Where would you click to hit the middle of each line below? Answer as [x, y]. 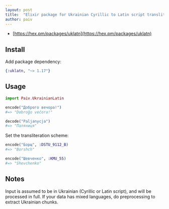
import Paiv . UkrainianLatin [35, 98]
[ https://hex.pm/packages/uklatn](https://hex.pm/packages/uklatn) [82, 34]
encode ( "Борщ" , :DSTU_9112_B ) [37, 145]
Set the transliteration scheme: [37, 136]
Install [15, 49]
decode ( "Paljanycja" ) [28, 121]
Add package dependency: [33, 62]
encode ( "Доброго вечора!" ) [33, 107]
